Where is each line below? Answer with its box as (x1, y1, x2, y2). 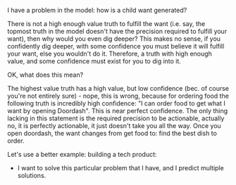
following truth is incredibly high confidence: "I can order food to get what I (7, 99, 225, 108)
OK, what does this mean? (7, 70, 84, 79)
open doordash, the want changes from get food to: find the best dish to (7, 129, 217, 137)
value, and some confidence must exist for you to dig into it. (7, 57, 182, 65)
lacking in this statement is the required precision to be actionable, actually (7, 114, 225, 122)
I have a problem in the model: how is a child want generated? (7, 6, 187, 14)
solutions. (17, 172, 46, 179)
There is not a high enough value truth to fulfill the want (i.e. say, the (7, 20, 206, 27)
